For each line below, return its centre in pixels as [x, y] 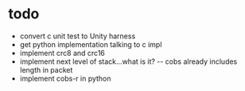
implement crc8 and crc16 [62, 53]
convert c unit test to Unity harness [78, 36]
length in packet [46, 69]
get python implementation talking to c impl [91, 44]
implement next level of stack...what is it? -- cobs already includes [128, 61]
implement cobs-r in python [65, 78]
